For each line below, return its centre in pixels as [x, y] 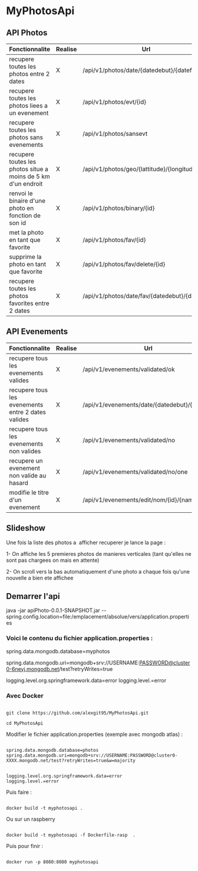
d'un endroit [26, 184]
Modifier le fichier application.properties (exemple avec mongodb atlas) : [95, 734]
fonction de [25, 215]
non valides [25, 451]
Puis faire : [19, 793]
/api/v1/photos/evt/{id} [114, 102]
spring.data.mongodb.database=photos [52, 751]
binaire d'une [27, 201]
